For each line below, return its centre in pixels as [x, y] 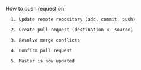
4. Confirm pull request [41, 50]
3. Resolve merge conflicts [46, 40]
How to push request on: [36, 9]
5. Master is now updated [43, 61]
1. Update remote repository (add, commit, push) [73, 20]
